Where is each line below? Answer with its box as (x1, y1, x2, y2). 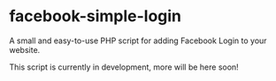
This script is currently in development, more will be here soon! (9, 62, 239, 72)
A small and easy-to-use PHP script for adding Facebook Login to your (9, 35, 267, 46)
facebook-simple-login (9, 6, 182, 26)
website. (9, 44, 41, 55)
